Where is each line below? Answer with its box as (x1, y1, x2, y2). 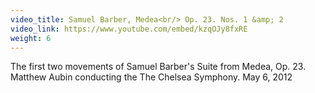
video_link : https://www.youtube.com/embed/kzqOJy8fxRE (10, 24, 248, 34)
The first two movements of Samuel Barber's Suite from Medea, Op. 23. (10, 61, 307, 73)
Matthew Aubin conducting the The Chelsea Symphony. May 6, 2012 (10, 71, 293, 83)
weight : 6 (10, 33, 52, 43)
